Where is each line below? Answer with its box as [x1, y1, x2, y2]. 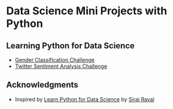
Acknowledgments [6, 80, 79, 90]
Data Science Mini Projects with [6, 4, 168, 18]
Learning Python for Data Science [6, 41, 135, 51]
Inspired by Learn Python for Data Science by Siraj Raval [14, 95, 154, 102]
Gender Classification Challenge [14, 57, 95, 63]
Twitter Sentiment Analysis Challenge [14, 63, 108, 70]
